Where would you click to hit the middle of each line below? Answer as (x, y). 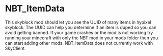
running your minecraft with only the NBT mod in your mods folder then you (81, 38)
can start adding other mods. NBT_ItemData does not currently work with (79, 43)
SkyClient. (15, 48)
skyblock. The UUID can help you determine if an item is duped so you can (81, 27)
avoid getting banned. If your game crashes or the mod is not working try (79, 32)
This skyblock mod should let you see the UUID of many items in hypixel (78, 22)
